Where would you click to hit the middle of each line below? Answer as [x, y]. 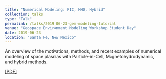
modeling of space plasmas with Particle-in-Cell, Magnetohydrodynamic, [80, 56]
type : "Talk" [19, 19]
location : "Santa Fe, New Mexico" [41, 38]
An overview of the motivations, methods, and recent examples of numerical [83, 51]
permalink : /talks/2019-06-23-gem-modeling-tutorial [61, 23]
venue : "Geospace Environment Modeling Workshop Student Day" [71, 28]
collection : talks [24, 14]
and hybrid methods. [27, 62]
